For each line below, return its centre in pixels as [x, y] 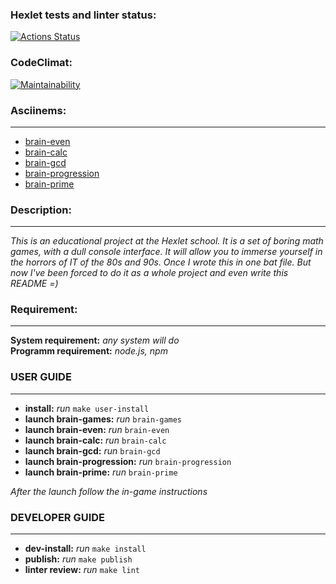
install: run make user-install [87, 408]
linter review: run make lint [82, 570]
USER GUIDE [41, 377]
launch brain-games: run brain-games [103, 419]
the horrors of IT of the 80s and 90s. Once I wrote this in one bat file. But [161, 262]
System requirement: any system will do [95, 340]
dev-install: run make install [85, 549]
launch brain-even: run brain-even [97, 429]
